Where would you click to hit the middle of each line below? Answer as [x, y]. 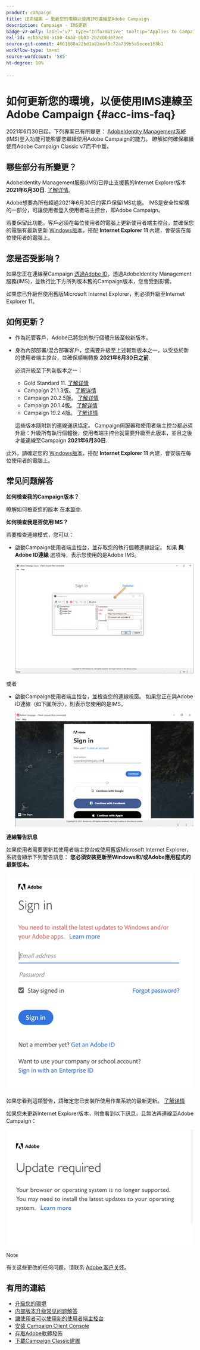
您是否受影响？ [34, 258]
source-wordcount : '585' [37, 57]
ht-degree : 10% [25, 63]
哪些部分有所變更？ [41, 167]
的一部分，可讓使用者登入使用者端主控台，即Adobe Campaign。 [85, 210]
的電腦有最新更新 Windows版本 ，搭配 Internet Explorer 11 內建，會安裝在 [96, 230]
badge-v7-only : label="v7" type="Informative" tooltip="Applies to [92, 32]
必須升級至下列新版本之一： [49, 370]
